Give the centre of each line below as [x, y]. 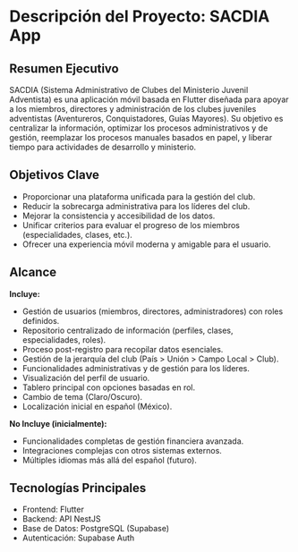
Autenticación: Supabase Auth [78, 538]
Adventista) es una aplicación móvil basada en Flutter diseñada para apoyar [149, 99]
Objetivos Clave [55, 175]
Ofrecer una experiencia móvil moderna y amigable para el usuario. [146, 244]
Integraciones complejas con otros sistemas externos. [122, 450]
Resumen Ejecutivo [64, 68]
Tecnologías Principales [78, 488]
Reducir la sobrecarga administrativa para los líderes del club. [136, 206]
